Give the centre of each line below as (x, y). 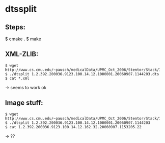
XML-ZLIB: (22, 54)
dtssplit (21, 9)
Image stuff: (24, 103)
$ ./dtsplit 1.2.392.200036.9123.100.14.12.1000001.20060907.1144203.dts (82, 74)
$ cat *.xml (17, 78)
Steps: (15, 27)
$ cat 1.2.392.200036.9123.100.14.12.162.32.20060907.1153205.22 (73, 127)
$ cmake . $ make (23, 39)
